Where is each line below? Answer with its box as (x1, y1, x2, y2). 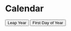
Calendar (5, 3, 44, 14)
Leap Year (7, 20, 27, 25)
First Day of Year (32, 20, 64, 25)
